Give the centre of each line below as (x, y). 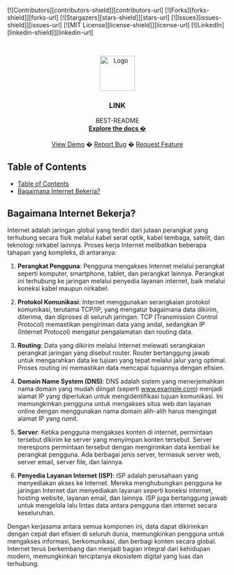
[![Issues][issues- (196, 18)
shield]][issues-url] (35, 25)
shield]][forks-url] (33, 18)
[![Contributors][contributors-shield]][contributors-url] (86, 10)
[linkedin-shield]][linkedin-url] (50, 32)
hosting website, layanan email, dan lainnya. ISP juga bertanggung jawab (122, 498)
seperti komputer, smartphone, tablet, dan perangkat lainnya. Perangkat (121, 273)
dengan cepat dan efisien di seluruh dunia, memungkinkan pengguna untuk (116, 534)
